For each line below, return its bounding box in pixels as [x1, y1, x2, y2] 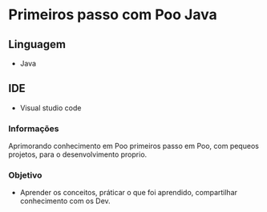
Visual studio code [19, 102, 82, 113]
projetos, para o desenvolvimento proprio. [8, 150, 148, 159]
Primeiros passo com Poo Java [8, 6, 218, 24]
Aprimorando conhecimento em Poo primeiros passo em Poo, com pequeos [8, 142, 259, 151]
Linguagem [8, 38, 67, 51]
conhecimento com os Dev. [19, 196, 111, 206]
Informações [8, 122, 59, 134]
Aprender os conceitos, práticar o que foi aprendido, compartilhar [19, 188, 238, 198]
